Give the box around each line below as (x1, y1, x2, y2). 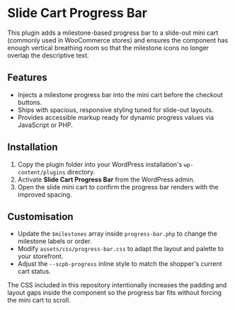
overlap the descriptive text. (7, 51, 90, 60)
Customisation (7, 211, 74, 223)
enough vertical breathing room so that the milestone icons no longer (7, 43, 210, 52)
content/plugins (17, 169, 66, 176)
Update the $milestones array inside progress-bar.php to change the (17, 229, 217, 238)
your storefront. (17, 252, 64, 260)
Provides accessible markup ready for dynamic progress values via (17, 113, 214, 121)
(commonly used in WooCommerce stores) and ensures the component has (7, 35, 229, 44)
